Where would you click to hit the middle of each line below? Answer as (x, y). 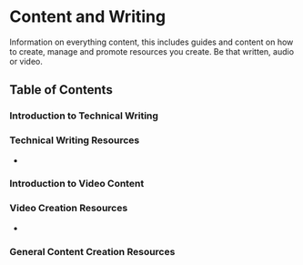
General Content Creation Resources (92, 251)
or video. (26, 61)
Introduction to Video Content (77, 184)
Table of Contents (61, 90)
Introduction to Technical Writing (84, 116)
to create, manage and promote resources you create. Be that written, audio (151, 51)
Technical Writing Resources (75, 140)
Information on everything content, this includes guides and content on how (151, 42)
